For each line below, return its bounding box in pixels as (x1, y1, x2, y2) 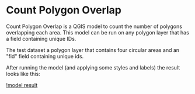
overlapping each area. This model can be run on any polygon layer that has (6, 29, 190, 36)
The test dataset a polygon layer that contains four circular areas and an (6, 46, 180, 53)
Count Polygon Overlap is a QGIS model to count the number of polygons (6, 23, 183, 30)
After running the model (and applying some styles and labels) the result (6, 64, 180, 71)
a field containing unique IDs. (6, 35, 76, 42)
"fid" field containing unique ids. (6, 53, 84, 60)
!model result (6, 81, 38, 88)
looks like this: (6, 70, 41, 77)
